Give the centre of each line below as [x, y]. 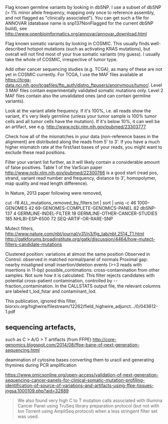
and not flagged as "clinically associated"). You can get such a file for [77, 18]
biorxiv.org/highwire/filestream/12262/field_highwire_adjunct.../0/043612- [81, 306]
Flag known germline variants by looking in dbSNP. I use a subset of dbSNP [83, 7]
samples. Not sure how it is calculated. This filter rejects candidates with [80, 275]
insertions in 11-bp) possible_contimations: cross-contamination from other [82, 270]
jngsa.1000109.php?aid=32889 [37, 390]
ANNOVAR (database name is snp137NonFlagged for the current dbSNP [79, 23]
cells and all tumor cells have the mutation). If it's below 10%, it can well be [83, 121]
